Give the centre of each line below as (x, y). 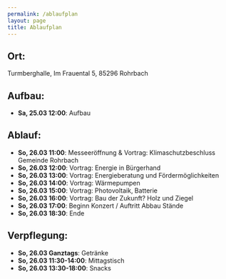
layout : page (27, 21)
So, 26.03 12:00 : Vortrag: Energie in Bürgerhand (89, 168)
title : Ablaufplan (35, 27)
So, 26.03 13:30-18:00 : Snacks (65, 268)
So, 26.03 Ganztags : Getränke (63, 253)
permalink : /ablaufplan (43, 14)
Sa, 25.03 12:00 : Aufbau (54, 113)
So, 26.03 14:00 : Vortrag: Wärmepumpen (79, 183)
